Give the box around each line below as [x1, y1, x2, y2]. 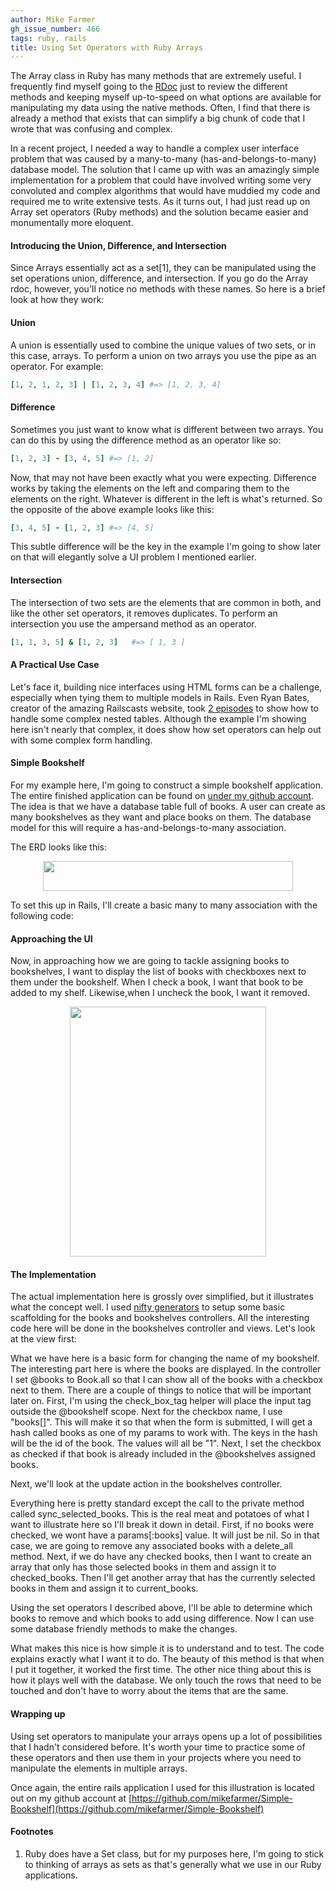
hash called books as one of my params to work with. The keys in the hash [10, 1427, 318, 1439]
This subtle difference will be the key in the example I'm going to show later [10, 541, 322, 553]
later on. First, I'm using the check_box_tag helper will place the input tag [10, 1395, 312, 1407]
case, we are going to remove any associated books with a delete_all [10, 1540, 293, 1552]
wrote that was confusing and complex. [10, 123, 173, 135]
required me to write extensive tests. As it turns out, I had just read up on [10, 196, 311, 208]
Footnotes [10, 1826, 54, 1838]
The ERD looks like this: [10, 841, 107, 853]
